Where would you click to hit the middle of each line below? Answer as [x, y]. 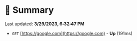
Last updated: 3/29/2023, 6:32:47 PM [44, 24]
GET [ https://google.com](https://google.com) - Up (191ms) [72, 33]
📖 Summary [29, 10]
